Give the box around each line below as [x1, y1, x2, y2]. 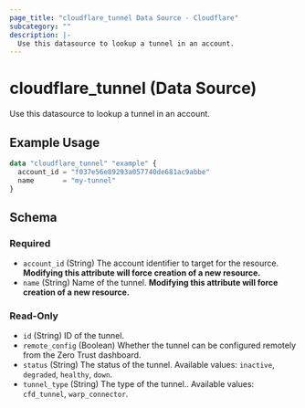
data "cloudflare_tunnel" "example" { [9, 159, 157, 168]
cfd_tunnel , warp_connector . [22, 389, 129, 400]
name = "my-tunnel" [17, 175, 117, 185]
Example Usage [9, 134, 100, 151]
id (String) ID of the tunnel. [22, 330, 125, 341]
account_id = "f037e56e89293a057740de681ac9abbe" [17, 167, 210, 176]
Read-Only [9, 309, 59, 322]
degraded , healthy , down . [22, 369, 112, 380]
